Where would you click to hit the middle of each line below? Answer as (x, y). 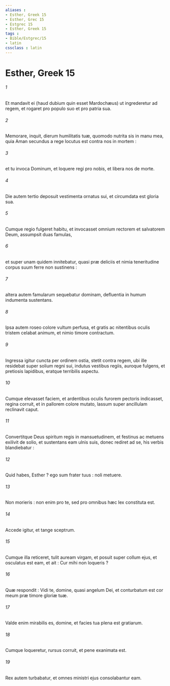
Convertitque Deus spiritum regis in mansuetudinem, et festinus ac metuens (84, 437)
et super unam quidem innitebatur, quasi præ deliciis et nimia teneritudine (82, 262)
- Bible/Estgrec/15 (26, 39)
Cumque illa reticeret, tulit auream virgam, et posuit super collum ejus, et (81, 557)
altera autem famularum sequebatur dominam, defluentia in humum (76, 295)
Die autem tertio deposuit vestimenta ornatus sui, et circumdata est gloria (82, 196)
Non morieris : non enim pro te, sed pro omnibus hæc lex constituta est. (80, 502)
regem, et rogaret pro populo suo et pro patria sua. (58, 109)
